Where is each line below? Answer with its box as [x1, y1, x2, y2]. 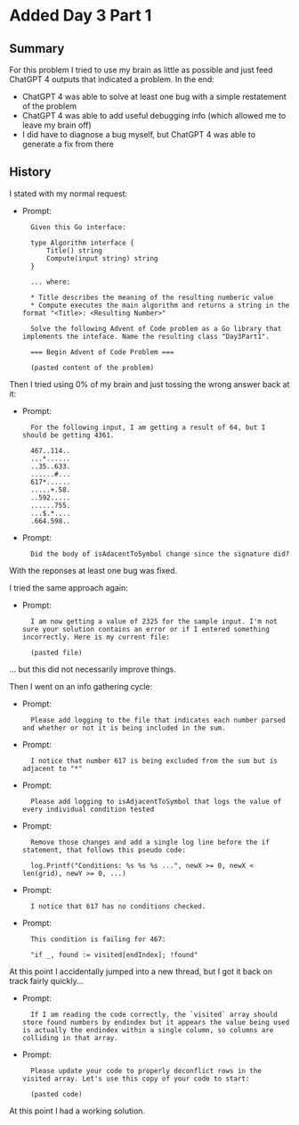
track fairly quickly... [9, 975, 85, 986]
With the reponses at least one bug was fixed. [9, 565, 178, 575]
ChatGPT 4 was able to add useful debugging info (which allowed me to [21, 111, 287, 120]
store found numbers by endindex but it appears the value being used [21, 1018, 290, 1027]
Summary [9, 41, 65, 56]
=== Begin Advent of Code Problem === [30, 347, 174, 357]
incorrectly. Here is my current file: [21, 633, 171, 641]
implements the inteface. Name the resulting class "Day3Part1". [21, 332, 270, 341]
